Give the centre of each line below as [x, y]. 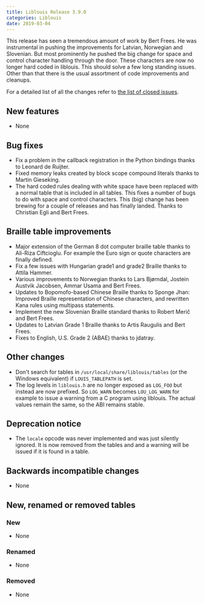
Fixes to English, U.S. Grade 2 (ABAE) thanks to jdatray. [85, 338]
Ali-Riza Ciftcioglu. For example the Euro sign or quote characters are [103, 253]
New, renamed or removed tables [71, 505]
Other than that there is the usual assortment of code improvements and [98, 74]
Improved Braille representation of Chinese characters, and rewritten [102, 298]
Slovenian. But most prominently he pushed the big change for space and [99, 54]
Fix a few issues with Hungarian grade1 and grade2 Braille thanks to [101, 266]
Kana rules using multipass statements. [65, 305]
